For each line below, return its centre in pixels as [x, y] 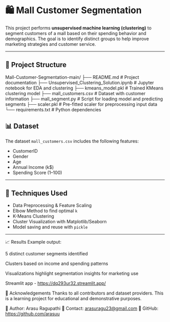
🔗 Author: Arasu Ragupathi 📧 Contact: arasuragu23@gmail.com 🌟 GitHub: [82, 308]
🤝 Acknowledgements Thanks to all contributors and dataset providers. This [84, 293]
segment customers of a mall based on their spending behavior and [76, 33]
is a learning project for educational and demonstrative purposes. [73, 299]
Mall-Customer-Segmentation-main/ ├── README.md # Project [72, 77]
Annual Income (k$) [33, 167]
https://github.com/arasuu [32, 314]
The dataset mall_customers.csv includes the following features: [72, 141]
